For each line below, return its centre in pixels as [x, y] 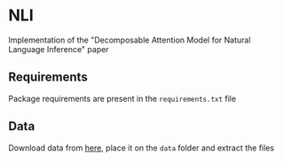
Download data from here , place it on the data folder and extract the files [141, 148]
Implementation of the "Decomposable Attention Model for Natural [130, 40]
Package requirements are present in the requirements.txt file [122, 98]
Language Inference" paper [59, 49]
